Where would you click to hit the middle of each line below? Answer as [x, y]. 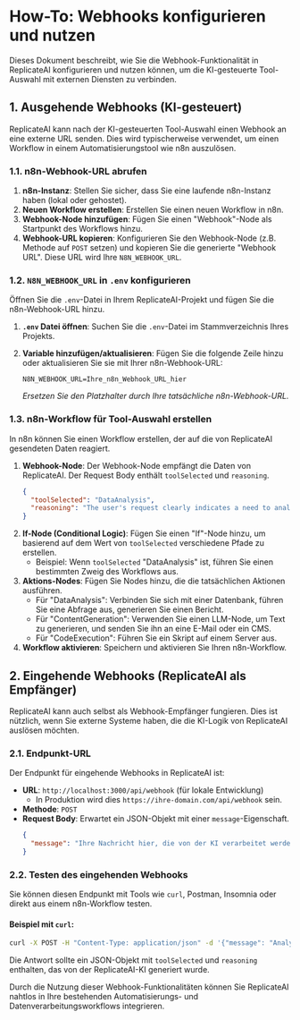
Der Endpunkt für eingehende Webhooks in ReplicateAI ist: [117, 773]
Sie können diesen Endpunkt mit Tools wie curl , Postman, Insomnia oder [143, 894]
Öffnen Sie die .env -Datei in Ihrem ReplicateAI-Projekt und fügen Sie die [142, 300]
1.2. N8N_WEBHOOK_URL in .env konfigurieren [100, 280]
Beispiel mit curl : [42, 924]
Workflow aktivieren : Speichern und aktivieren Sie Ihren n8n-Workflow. [154, 648]
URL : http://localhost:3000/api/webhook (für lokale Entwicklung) [143, 790]
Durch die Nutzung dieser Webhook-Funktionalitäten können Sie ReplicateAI [149, 987]
